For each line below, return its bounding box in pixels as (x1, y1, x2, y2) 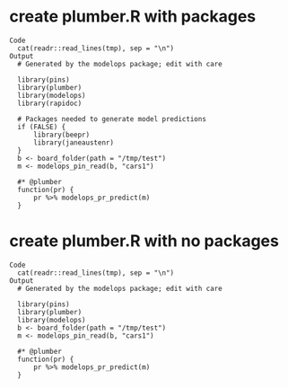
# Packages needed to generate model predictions (17, 114, 206, 123)
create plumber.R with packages (9, 6, 257, 27)
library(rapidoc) (17, 99, 83, 108)
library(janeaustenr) (32, 137, 115, 147)
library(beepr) (32, 130, 91, 139)
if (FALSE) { (17, 122, 66, 131)
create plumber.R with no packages (9, 231, 280, 251)
